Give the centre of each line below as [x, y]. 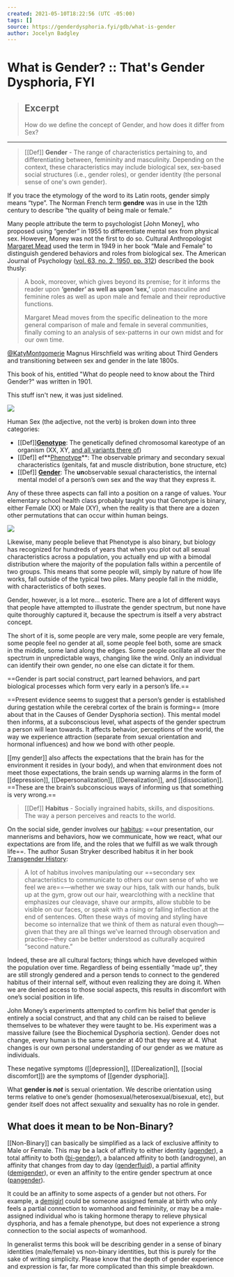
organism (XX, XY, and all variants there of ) [79, 450]
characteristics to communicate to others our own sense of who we [121, 880]
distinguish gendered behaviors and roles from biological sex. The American [117, 254]
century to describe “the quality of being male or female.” [89, 211]
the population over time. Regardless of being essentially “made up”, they [112, 967]
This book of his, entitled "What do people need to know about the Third [111, 375]
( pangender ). [26, 1180]
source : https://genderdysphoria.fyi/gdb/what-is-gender [92, 27]
